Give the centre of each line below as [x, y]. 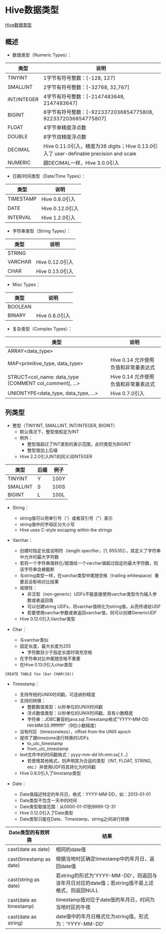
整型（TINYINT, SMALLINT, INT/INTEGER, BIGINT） [65, 425]
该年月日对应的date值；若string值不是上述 [105, 883]
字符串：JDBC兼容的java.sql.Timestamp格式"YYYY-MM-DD [88, 719]
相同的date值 [71, 849]
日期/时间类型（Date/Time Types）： [49, 176]
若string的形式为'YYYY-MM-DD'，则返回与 [106, 876]
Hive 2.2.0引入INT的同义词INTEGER [56, 456]
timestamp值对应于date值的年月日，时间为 [105, 899]
